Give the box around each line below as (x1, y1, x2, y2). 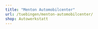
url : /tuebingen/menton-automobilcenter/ (5, 12, 93, 17)
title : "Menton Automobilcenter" (5, 7, 75, 12)
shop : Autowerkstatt (5, 16, 49, 21)
